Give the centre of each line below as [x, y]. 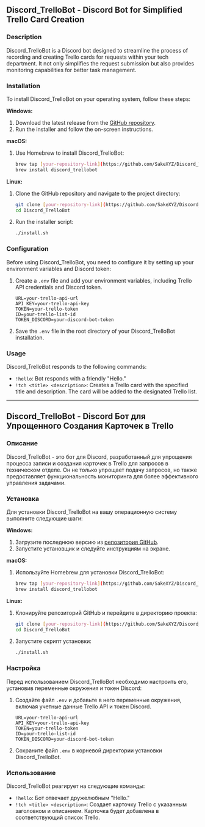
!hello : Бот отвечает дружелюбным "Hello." [72, 798]
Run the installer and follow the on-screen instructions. [84, 129]
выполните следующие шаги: [45, 518]
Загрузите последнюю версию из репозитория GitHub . [87, 542]
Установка [23, 499]
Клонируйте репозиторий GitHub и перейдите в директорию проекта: [106, 613]
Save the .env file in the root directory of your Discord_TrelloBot [95, 331]
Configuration [27, 249]
